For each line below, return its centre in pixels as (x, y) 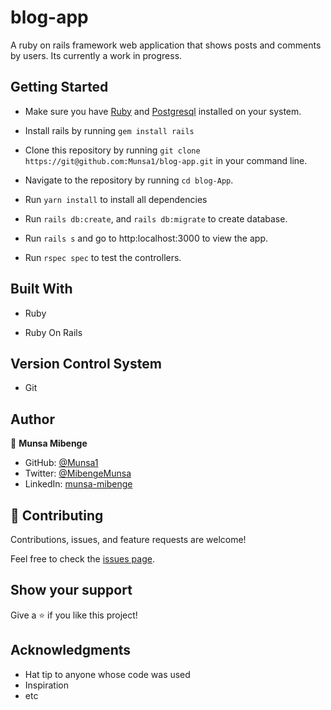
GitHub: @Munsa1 (61, 463)
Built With (41, 289)
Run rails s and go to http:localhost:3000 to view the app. (146, 238)
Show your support (71, 590)
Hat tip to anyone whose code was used (107, 674)
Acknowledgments (71, 650)
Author (32, 419)
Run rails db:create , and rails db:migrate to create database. (156, 218)
